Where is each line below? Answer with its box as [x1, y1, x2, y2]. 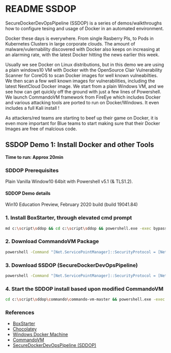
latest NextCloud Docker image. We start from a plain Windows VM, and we [5, 83, 164, 89]
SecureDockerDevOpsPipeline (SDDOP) [12, 342, 97, 348]
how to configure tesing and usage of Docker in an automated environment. [5, 25, 164, 31]
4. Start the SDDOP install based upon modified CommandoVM [5, 285, 164, 292]
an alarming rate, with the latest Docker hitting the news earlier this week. [5, 52, 159, 58]
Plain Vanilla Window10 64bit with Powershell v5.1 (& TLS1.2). [5, 178, 133, 184]
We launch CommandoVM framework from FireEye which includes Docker [5, 94, 161, 100]
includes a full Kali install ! [5, 105, 60, 111]
